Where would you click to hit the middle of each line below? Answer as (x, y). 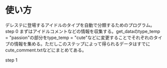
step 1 (11, 60)
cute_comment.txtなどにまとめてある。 (46, 50)
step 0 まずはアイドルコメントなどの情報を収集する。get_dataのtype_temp (83, 31)
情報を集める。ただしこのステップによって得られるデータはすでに (82, 43)
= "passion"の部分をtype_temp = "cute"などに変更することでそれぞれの (79, 37)
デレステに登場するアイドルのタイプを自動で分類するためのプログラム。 (80, 25)
